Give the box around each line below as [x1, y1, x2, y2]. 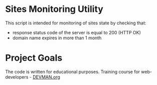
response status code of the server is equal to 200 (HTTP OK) [12, 29, 141, 35]
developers [5, 74, 29, 80]
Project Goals [5, 52, 63, 64]
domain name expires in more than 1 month [12, 35, 102, 41]
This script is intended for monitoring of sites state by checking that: [5, 20, 146, 26]
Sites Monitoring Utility [5, 3, 104, 15]
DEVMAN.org [32, 74, 60, 80]
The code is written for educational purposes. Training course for [5, 69, 140, 75]
